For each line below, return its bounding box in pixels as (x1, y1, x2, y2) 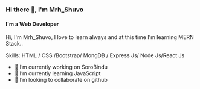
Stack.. (5, 40, 24, 48)
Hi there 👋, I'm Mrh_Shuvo (5, 5, 84, 14)
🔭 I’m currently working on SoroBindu (14, 63, 108, 71)
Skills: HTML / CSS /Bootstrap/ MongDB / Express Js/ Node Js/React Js (5, 52, 185, 59)
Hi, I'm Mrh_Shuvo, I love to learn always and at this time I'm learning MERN (5, 34, 194, 41)
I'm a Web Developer (5, 20, 59, 28)
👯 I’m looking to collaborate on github (14, 76, 108, 84)
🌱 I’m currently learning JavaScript (14, 70, 101, 77)
